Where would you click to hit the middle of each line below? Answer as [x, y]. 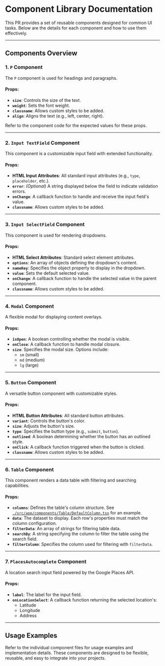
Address [28, 615]
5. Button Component [31, 382]
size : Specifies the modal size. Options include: [60, 349]
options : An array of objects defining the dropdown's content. [75, 262]
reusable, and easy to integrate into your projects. [55, 658]
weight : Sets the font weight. [41, 105]
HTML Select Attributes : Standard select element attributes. [73, 257]
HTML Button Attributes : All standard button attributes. [68, 415]
